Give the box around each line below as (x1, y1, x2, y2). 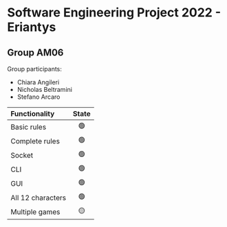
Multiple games (10, 207, 61, 217)
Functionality (10, 109, 55, 118)
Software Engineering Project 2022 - (7, 5, 221, 21)
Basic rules (10, 122, 47, 132)
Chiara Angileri (17, 78, 60, 86)
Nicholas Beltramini (17, 86, 72, 93)
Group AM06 (7, 47, 64, 58)
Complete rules (10, 136, 61, 145)
